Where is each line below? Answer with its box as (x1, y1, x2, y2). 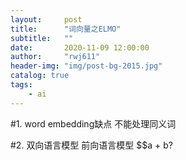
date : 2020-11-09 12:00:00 (10, 42, 150, 53)
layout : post (10, 14, 83, 25)
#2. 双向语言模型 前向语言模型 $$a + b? (10, 139, 173, 151)
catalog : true (10, 71, 70, 81)
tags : (10, 80, 33, 90)
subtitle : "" (10, 33, 74, 43)
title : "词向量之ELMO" (10, 24, 122, 34)
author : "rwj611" (10, 52, 101, 62)
